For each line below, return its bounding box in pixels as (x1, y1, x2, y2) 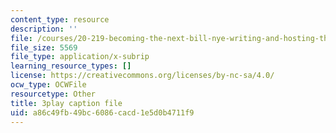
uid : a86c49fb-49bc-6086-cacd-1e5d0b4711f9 (10, 107, 195, 118)
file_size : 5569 (10, 42, 78, 53)
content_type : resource (10, 14, 110, 25)
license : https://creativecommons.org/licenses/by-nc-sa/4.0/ (10, 71, 275, 81)
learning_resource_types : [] (10, 61, 132, 71)
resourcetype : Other (10, 89, 97, 99)
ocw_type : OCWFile (10, 80, 87, 90)
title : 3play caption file (10, 98, 123, 108)
